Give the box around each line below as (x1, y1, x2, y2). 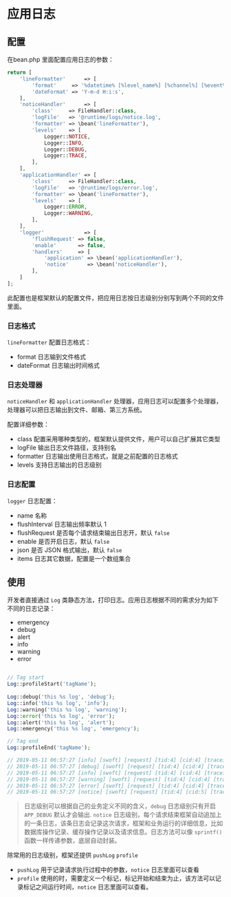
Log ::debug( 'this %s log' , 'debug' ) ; (7, 693, 115, 701)
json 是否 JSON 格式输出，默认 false (16, 545, 122, 554)
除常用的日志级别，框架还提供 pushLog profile (7, 851, 139, 859)
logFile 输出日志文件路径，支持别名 (16, 443, 117, 452)
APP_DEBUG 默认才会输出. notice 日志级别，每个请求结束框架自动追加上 (23, 810, 222, 819)
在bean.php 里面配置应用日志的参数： (7, 56, 115, 63)
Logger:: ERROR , (43, 204, 88, 211)
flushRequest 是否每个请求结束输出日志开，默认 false (16, 528, 170, 537)
